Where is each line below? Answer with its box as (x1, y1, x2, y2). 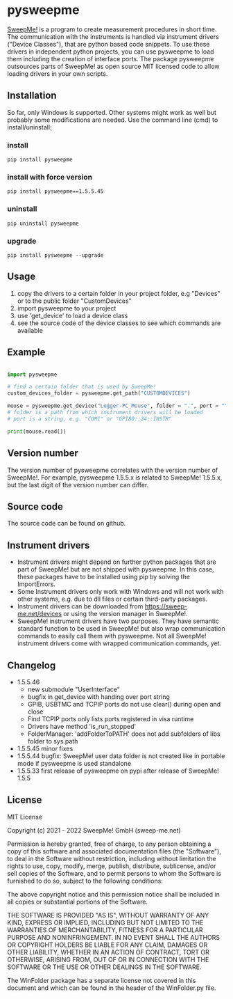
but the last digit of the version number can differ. (7, 480, 149, 489)
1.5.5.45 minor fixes (17, 744, 74, 753)
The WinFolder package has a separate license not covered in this (7, 976, 196, 984)
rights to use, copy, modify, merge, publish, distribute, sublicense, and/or (7, 862, 216, 870)
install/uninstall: (7, 123, 52, 131)
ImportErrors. (17, 580, 55, 588)
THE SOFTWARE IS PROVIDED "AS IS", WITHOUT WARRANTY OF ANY (7, 911, 209, 919)
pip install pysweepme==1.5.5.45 (7, 188, 104, 195)
